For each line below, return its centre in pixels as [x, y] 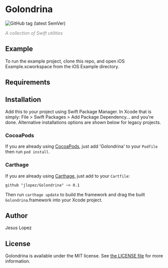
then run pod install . [28, 152]
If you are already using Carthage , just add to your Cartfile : [67, 176]
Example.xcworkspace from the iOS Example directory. [62, 66]
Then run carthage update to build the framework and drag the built [75, 194]
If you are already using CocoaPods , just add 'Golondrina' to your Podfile [81, 146]
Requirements [28, 83]
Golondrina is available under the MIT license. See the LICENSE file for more [84, 256]
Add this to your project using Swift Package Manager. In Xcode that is [78, 112]
